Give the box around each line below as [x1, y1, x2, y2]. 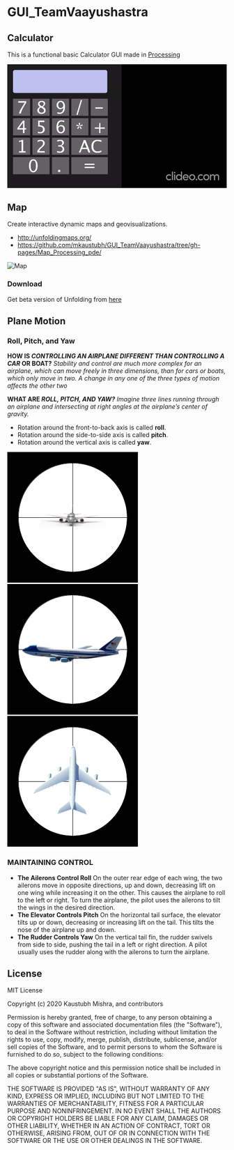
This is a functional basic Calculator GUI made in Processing [7, 50, 180, 59]
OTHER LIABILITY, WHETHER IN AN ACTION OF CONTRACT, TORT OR [7, 1121, 210, 1130]
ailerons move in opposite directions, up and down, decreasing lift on [17, 881, 216, 889]
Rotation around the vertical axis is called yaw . [17, 438, 152, 447]
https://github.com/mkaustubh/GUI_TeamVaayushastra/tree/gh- [17, 241, 201, 250]
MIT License [7, 986, 43, 995]
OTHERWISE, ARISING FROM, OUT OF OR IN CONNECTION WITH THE [7, 1129, 210, 1137]
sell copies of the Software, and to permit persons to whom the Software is [7, 1043, 223, 1051]
